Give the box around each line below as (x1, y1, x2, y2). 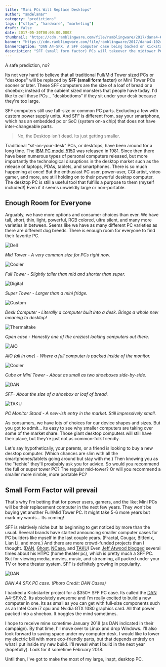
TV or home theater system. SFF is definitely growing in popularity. (5, 561, 141, 567)
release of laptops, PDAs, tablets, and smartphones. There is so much (5, 164, 147, 169)
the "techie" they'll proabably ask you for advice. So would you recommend (5, 461, 159, 467)
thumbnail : (5, 35, 28, 40)
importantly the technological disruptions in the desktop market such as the (5, 158, 159, 164)
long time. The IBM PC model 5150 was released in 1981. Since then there (5, 148, 155, 154)
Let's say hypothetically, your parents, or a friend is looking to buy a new (5, 445, 153, 451)
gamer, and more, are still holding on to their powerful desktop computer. (5, 174, 154, 180)
